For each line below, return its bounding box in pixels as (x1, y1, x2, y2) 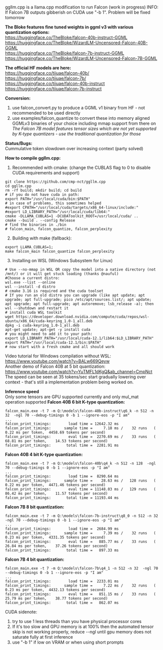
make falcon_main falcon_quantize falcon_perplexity (5, 249, 115, 254)
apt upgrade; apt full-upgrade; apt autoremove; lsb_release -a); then (5, 301, 154, 306)
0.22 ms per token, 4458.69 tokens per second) (5, 430, 106, 435)
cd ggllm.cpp (5, 184, 32, 189)
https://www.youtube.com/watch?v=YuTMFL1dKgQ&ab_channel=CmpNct (5, 369, 153, 375)
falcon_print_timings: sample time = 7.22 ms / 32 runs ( (5, 583, 156, 588)
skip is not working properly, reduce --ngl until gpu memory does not (12, 629, 152, 635)
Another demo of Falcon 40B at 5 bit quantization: (5, 363, 106, 369)
